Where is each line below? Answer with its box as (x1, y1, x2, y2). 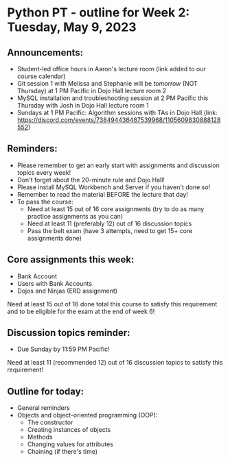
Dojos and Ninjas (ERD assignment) (16, 287, 118, 295)
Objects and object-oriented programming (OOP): (16, 411, 158, 420)
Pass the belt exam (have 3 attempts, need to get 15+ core (27, 226, 193, 234)
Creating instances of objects (27, 426, 111, 434)
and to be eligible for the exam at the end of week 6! (7, 307, 155, 315)
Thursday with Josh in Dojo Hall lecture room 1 (16, 101, 149, 109)
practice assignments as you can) (27, 212, 124, 220)
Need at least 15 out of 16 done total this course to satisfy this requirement (7, 300, 218, 308)
